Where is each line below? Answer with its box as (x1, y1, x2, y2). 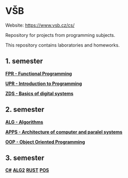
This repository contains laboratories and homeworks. (5, 42, 120, 48)
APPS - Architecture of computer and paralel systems (5, 129, 122, 135)
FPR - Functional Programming (5, 70, 72, 76)
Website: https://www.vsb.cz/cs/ (5, 22, 75, 28)
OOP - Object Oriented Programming (5, 139, 85, 145)
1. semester (5, 57, 43, 66)
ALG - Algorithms (5, 118, 44, 125)
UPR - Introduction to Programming (5, 80, 82, 87)
